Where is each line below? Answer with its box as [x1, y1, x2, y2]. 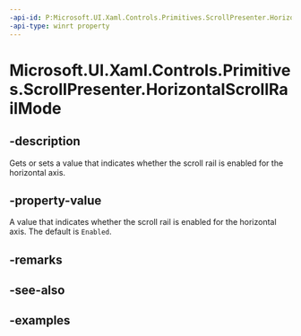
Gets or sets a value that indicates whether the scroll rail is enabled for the [9, 158, 284, 168]
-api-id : [9, 13, 42, 22]
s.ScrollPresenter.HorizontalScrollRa [9, 79, 288, 99]
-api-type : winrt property [9, 22, 110, 30]
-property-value [9, 193, 102, 208]
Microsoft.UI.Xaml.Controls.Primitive [9, 60, 291, 81]
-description [9, 134, 81, 149]
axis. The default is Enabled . [9, 226, 112, 237]
